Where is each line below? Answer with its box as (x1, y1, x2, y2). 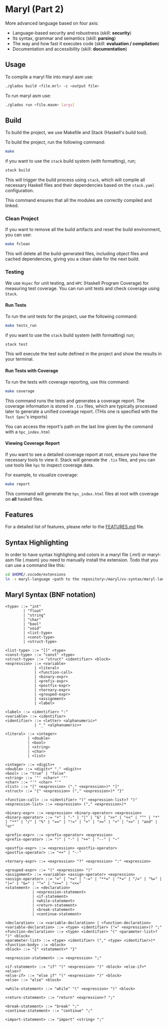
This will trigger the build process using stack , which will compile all (5, 177, 145, 183)
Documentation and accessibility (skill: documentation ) (12, 46, 127, 52)
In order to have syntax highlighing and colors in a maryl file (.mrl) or (5, 551, 146, 558)
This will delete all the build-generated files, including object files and (5, 251, 148, 257)
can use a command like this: (5, 562, 65, 568)
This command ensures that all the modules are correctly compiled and (5, 197, 152, 203)
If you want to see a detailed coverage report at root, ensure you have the (5, 451, 157, 458)
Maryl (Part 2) (5, 4, 64, 15)
